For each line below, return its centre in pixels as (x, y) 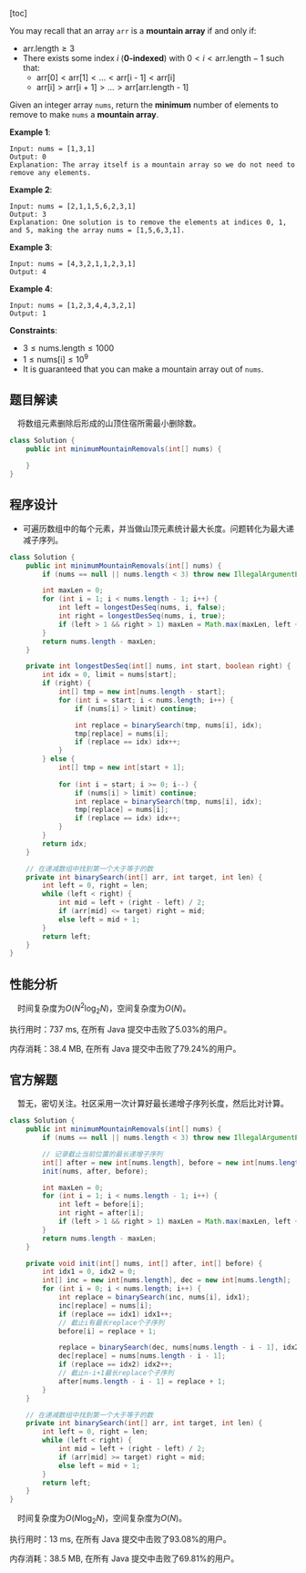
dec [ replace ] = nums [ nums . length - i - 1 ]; (142, 1356)
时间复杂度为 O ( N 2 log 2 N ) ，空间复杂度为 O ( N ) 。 (104, 1008)
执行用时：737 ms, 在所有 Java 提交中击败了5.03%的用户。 (121, 1029)
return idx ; (65, 843)
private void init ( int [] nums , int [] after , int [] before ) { (144, 1263)
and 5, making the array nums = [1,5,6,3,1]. (97, 231)
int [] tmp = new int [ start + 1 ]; (121, 768)
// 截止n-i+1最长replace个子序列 (116, 1373)
